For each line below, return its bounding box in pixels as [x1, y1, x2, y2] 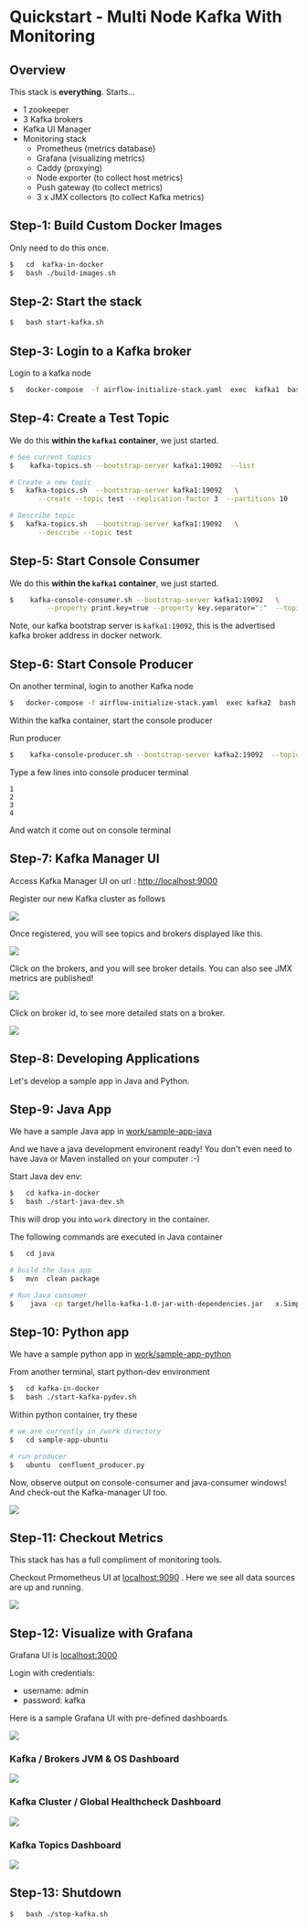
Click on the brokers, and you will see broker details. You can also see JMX [9, 963, 292, 974]
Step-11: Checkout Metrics [9, 1529, 164, 1546]
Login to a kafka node [9, 367, 91, 378]
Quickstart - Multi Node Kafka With [9, 6, 282, 27]
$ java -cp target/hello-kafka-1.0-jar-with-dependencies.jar [9, 1299, 263, 1308]
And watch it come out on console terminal [9, 825, 172, 836]
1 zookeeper [22, 104, 69, 115]
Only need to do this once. [9, 242, 110, 253]
